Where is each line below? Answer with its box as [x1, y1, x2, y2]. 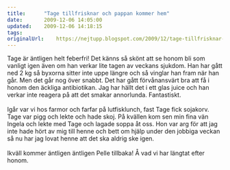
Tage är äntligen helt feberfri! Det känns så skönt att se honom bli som [7, 54, 205, 62]
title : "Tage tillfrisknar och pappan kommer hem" [7, 10, 170, 17]
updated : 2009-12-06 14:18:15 [7, 23, 103, 29]
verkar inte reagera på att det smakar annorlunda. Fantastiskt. [7, 90, 181, 99]
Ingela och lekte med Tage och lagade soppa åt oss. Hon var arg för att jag [7, 120, 218, 128]
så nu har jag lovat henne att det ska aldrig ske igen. [7, 134, 155, 143]
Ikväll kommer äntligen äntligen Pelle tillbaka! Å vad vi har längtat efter [7, 149, 205, 158]
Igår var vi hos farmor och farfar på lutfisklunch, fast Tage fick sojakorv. [7, 106, 209, 114]
